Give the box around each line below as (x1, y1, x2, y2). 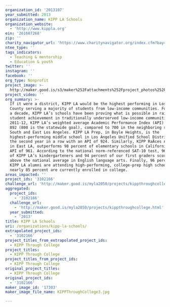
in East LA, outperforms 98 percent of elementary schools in (10, 144, 144, 149)
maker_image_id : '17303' (5, 285, 58, 290)
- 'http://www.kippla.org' (10, 26, 67, 31)
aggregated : (5, 186, 30, 191)
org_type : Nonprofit (5, 78, 49, 83)
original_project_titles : (5, 266, 60, 271)
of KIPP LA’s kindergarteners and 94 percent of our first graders (10, 153, 155, 158)
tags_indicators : (5, 50, 42, 55)
